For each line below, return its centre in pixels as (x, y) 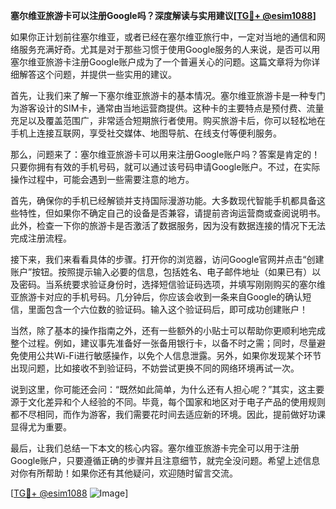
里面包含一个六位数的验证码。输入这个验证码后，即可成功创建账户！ (167, 309)
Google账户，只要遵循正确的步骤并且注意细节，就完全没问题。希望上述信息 (165, 460)
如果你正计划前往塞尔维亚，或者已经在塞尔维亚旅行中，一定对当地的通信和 (163, 37)
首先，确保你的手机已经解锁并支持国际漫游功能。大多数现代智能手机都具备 (163, 200)
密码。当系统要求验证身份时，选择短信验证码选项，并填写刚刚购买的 (159, 284)
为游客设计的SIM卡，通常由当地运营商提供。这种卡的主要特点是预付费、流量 (167, 108)
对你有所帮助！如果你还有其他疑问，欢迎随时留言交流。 (124, 473)
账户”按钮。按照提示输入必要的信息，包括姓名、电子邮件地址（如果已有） (161, 272)
